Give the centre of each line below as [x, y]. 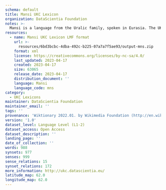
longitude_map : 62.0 [26, 180]
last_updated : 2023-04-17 [41, 60]
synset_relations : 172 [28, 166]
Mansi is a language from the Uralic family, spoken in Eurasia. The [83, 28]
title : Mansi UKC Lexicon [32, 14]
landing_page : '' [23, 139]
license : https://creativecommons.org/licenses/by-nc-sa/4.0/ [79, 56]
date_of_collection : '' [30, 143]
